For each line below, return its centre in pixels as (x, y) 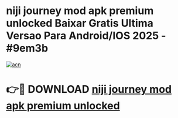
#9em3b (27, 48)
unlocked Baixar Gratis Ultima (80, 23)
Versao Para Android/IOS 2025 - (86, 36)
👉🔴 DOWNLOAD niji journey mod (89, 90)
